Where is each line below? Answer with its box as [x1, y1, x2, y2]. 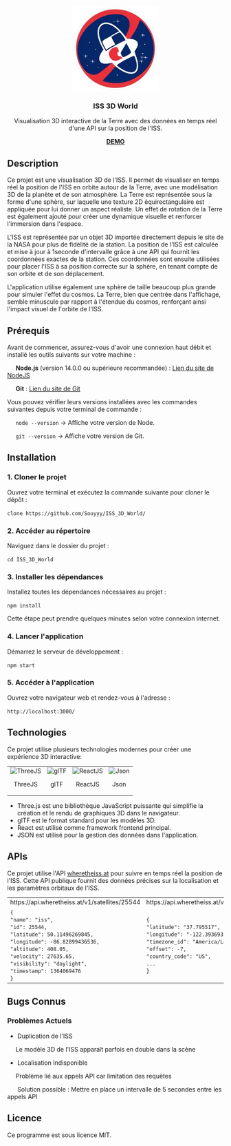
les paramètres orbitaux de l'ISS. [7, 884, 100, 892]
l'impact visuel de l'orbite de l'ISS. [7, 305, 104, 313]
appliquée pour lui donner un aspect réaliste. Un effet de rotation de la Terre [7, 205, 223, 213]
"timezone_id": [146, 938, 190, 945]
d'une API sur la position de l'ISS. [68, 124, 163, 132]
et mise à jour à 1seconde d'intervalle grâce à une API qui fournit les [7, 248, 200, 256]
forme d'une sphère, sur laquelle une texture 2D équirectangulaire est [7, 198, 205, 206]
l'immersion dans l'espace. [7, 220, 84, 228]
